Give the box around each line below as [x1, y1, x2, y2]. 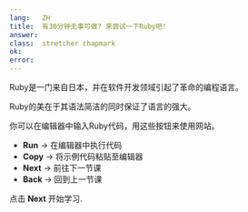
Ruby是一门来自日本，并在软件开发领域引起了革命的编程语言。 [9, 82, 243, 92]
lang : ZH [9, 13, 51, 23]
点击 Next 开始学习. [9, 193, 84, 204]
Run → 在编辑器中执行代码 [22, 140, 123, 150]
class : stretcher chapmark [9, 38, 116, 48]
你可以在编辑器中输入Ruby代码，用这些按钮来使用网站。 [9, 120, 220, 131]
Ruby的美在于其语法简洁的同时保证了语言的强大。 [9, 101, 196, 112]
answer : [9, 30, 39, 39]
